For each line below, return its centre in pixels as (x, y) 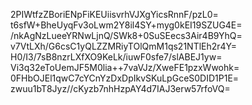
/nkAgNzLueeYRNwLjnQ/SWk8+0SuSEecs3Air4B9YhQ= (126, 35)
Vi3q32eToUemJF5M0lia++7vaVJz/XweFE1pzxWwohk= (125, 67)
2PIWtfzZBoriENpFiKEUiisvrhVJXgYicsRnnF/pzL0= (114, 14)
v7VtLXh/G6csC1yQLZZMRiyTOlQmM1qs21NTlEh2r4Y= (124, 46)
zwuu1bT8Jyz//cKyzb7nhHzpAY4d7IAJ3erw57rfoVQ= (120, 88)
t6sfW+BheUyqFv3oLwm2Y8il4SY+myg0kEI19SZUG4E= (126, 25)
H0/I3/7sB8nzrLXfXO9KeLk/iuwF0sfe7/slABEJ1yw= (116, 57)
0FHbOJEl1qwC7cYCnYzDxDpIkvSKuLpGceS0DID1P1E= (125, 78)
